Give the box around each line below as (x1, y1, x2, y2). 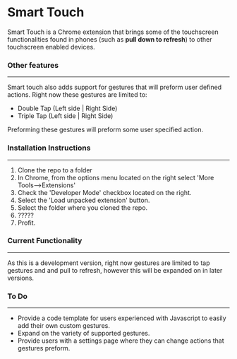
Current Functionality (7, 236, 83, 246)
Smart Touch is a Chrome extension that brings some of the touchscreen (7, 28, 219, 36)
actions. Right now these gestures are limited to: (7, 90, 147, 99)
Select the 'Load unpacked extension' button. (17, 196, 150, 204)
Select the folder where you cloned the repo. (17, 203, 148, 212)
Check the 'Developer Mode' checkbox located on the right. (17, 188, 192, 196)
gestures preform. (17, 344, 71, 353)
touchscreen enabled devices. (7, 42, 95, 51)
